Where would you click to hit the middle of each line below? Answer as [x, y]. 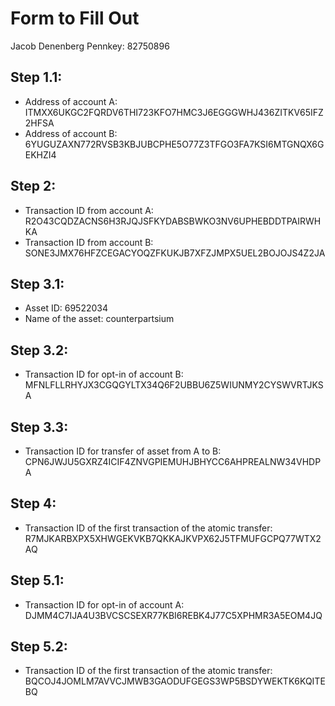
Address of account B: [71, 133]
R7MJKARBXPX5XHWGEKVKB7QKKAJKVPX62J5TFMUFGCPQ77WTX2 [173, 538]
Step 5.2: [39, 647]
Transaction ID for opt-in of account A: [104, 604]
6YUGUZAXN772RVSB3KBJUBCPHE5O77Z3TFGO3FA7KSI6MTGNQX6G [174, 144]
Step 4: [33, 503]
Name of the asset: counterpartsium [99, 319]
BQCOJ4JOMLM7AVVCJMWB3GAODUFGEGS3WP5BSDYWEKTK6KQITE [175, 681]
